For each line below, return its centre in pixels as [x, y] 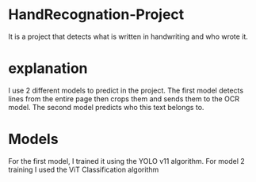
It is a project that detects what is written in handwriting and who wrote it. [128, 36]
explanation [48, 68]
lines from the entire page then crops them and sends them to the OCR [124, 99]
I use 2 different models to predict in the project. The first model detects [126, 90]
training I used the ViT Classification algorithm [84, 169]
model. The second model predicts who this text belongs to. [106, 107]
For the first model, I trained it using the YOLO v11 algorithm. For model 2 [127, 161]
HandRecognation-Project [96, 15]
